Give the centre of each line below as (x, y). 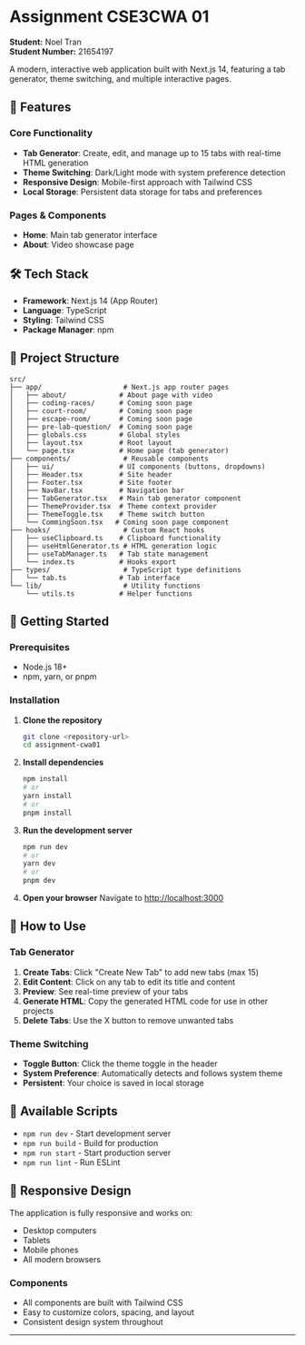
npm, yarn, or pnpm (59, 677)
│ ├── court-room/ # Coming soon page (101, 410)
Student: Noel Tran (45, 42)
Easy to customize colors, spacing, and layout (108, 1312)
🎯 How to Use (48, 927)
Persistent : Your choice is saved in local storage (113, 1083)
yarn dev (39, 864)
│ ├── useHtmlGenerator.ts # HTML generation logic (113, 546)
